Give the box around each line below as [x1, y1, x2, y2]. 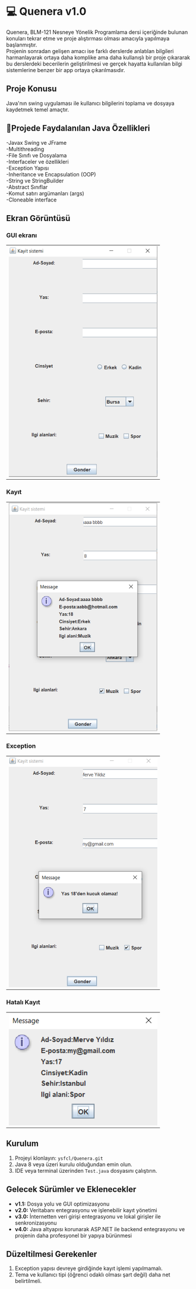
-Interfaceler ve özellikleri [6, 158, 69, 165]
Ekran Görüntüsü [6, 213, 71, 223]
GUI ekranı [6, 231, 37, 239]
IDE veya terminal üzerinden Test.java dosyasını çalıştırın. [14, 1167, 157, 1174]
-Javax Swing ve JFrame [6, 139, 67, 146]
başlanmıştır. [6, 41, 37, 48]
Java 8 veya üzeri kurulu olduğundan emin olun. [14, 1160, 132, 1168]
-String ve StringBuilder [6, 177, 64, 184]
